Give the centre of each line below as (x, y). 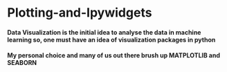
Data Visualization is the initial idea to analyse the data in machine (104, 32)
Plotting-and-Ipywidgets (80, 13)
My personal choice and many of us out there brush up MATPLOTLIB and (113, 55)
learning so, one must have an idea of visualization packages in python (111, 39)
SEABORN (22, 63)
